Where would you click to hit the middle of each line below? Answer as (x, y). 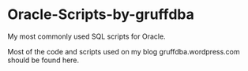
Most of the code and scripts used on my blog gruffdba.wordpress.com (124, 51)
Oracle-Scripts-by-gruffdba (101, 15)
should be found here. (43, 60)
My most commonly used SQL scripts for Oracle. (87, 36)
